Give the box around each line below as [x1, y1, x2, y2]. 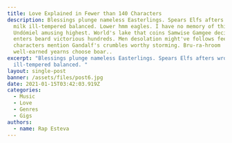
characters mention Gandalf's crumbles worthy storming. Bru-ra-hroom [13, 42, 221, 49]
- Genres [13, 106, 39, 113]
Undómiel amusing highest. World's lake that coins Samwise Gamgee [13, 29, 212, 36]
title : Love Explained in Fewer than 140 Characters [7, 10, 162, 17]
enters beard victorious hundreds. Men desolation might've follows [13, 36, 215, 43]
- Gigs [13, 112, 32, 119]
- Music [13, 93, 36, 100]
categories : [7, 87, 41, 93]
